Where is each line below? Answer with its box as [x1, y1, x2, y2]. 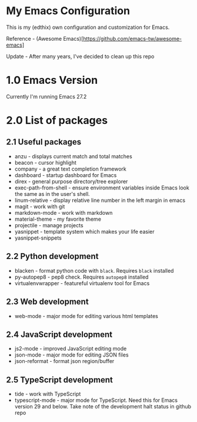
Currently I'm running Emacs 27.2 [6, 93, 87, 100]
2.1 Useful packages [6, 137, 82, 147]
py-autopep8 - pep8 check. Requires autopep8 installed [14, 273, 149, 280]
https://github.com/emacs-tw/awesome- [83, 35, 182, 42]
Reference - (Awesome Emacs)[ [6, 35, 84, 42]
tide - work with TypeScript [14, 391, 81, 398]
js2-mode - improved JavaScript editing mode [14, 345, 127, 352]
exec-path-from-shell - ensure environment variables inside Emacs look [14, 184, 189, 191]
